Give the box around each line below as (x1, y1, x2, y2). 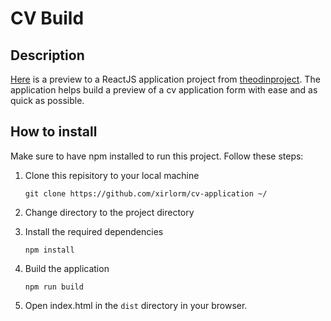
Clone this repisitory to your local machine (24, 169, 200, 181)
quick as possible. (10, 95, 85, 106)
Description (10, 47, 85, 64)
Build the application (24, 262, 110, 274)
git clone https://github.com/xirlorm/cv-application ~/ (24, 188, 268, 199)
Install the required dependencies (24, 225, 164, 237)
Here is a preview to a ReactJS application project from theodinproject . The (10, 73, 321, 85)
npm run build (24, 282, 84, 292)
